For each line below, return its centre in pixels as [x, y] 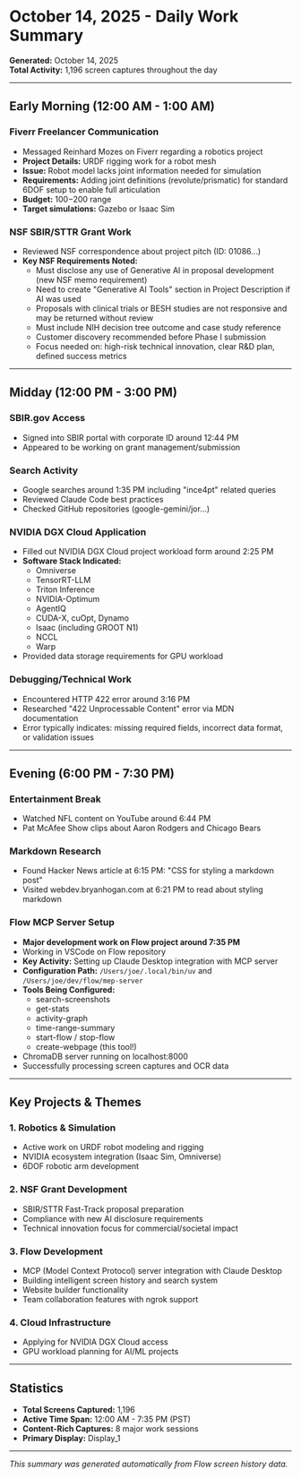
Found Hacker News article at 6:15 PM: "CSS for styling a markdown [148, 871]
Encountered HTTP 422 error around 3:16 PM [106, 699]
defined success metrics [81, 356]
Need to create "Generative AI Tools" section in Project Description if [163, 289]
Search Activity [44, 470]
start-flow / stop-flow [75, 1037]
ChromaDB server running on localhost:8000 [105, 1056]
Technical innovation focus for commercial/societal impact [130, 1228]
